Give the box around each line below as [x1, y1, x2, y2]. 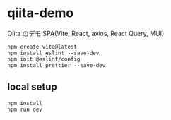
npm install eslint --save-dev [7, 49, 100, 56]
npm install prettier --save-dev [7, 61, 106, 68]
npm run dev [7, 106, 42, 113]
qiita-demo [7, 5, 74, 21]
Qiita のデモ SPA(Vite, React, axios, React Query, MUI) [7, 29, 165, 37]
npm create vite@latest [7, 43, 78, 50]
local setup [7, 81, 58, 93]
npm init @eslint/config [7, 55, 81, 63]
